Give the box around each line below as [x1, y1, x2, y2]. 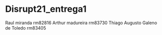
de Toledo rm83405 [5, 25, 46, 31]
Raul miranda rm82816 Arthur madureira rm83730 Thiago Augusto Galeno [5, 20, 158, 26]
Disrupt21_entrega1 [5, 3, 87, 15]
